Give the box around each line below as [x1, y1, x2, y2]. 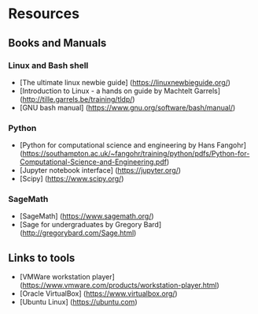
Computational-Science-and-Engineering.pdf [19, 157, 168, 166]
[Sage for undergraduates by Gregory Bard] [19, 220, 162, 230]
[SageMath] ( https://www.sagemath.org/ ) [19, 211, 155, 221]
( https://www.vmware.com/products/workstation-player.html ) [19, 281, 220, 290]
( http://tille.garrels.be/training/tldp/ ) [19, 94, 135, 103]
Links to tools [8, 251, 76, 264]
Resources [8, 5, 80, 23]
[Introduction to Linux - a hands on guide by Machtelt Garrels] [19, 86, 221, 95]
